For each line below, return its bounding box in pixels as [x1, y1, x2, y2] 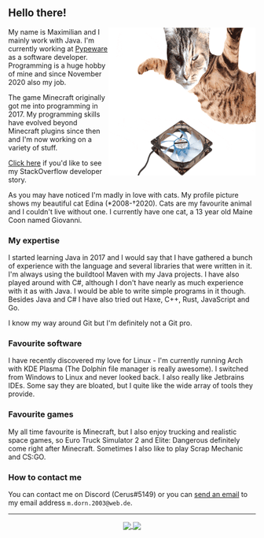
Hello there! [8, 6, 67, 20]
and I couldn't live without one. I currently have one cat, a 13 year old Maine [8, 206, 253, 216]
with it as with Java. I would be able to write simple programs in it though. [8, 287, 246, 296]
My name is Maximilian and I [8, 27, 101, 36]
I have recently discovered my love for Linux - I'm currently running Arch [8, 356, 244, 365]
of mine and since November [8, 69, 102, 78]
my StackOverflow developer [8, 166, 103, 176]
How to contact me [8, 472, 82, 483]
